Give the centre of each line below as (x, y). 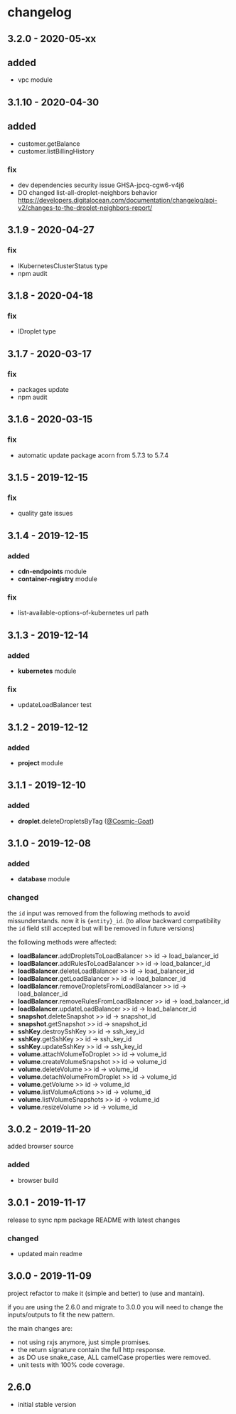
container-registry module (57, 579)
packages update (43, 389)
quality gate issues (45, 514)
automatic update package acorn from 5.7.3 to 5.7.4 (93, 455)
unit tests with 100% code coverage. (71, 1365)
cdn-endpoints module (52, 572)
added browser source (41, 1147)
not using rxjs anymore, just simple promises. (84, 1342)
